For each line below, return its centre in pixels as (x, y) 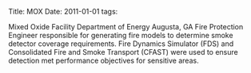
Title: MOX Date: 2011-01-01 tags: (63, 12)
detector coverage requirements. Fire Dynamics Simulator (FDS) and (121, 44)
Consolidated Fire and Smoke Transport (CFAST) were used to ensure (123, 52)
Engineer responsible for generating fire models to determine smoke (121, 35)
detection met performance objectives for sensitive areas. (104, 60)
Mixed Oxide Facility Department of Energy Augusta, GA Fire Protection (126, 27)
